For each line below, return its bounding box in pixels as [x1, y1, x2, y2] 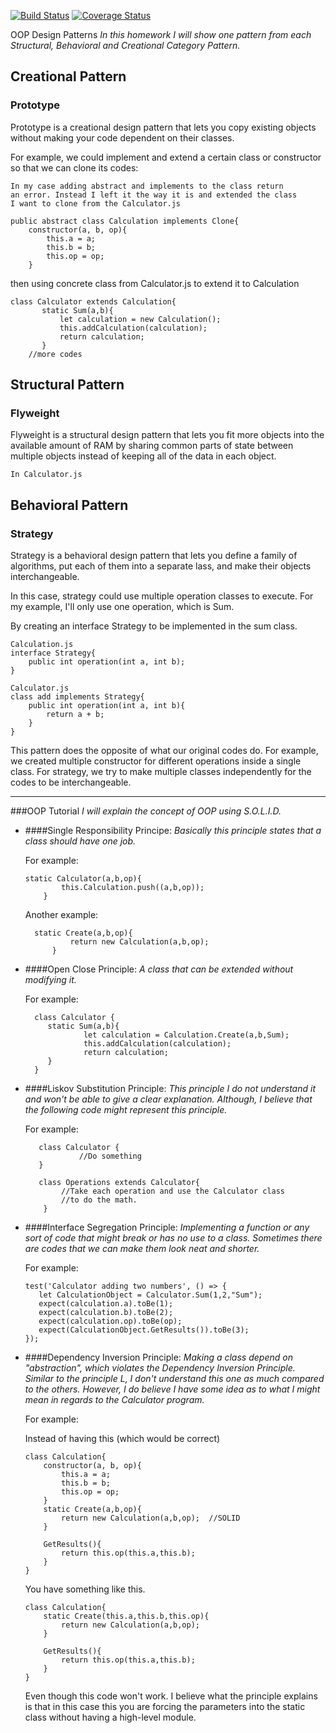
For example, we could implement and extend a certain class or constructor [10, 151, 322, 163]
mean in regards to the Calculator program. [24, 1394, 205, 1406]
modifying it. [24, 974, 77, 986]
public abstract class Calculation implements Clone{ [10, 216, 240, 226]
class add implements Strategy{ [10, 692, 145, 702]
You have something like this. [24, 1583, 146, 1595]
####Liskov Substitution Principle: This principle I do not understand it [24, 1083, 316, 1095]
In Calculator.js [10, 470, 83, 480]
